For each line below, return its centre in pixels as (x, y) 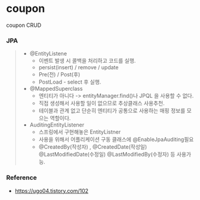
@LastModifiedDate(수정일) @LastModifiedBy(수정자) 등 (107, 155)
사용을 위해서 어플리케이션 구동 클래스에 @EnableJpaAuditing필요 (116, 140)
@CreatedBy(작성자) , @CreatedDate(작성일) (93, 147)
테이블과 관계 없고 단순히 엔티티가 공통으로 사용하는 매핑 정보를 (112, 111)
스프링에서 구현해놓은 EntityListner (80, 132)
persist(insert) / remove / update (79, 67)
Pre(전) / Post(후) (59, 75)
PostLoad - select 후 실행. (70, 82)
